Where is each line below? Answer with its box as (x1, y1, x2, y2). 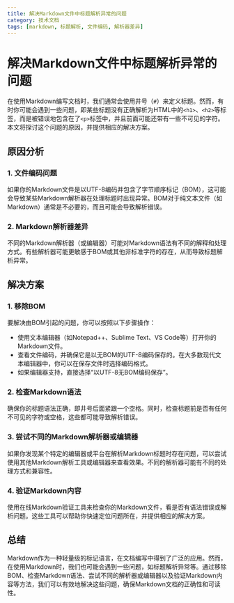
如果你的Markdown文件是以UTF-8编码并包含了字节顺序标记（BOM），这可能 (7, 185, 226, 194)
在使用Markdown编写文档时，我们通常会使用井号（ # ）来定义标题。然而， (7, 97, 218, 105)
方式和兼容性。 (13, 467, 56, 475)
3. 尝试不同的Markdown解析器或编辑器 (7, 432, 139, 442)
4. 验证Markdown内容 (7, 485, 81, 495)
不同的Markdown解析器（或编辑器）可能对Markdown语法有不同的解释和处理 (7, 239, 227, 247)
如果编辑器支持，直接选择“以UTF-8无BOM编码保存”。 (17, 368, 172, 376)
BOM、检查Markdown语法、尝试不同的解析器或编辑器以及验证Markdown (7, 571, 217, 579)
